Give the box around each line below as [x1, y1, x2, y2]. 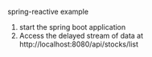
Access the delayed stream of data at [18, 31, 144, 40]
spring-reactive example [7, 7, 89, 16]
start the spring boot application [18, 22, 126, 31]
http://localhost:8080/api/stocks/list [18, 39, 138, 49]
